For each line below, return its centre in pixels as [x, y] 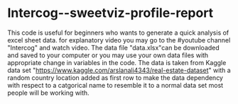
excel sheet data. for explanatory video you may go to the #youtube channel [119, 40]
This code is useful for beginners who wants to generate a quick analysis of [118, 33]
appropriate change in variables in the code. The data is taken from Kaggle [117, 62]
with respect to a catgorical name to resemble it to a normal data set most [115, 85]
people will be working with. [49, 93]
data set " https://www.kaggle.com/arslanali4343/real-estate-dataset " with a [119, 70]
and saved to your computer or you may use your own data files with [108, 55]
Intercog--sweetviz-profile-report [110, 13]
